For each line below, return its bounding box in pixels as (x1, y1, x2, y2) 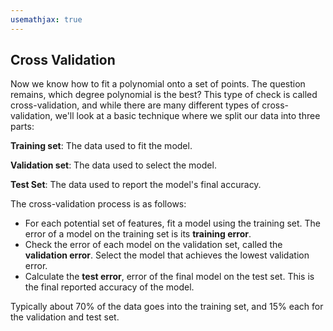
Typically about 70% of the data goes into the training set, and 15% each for (10, 301, 324, 313)
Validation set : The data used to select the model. (10, 159, 217, 171)
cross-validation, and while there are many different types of (10, 99, 260, 111)
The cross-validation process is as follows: (10, 198, 187, 210)
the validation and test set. (10, 311, 120, 323)
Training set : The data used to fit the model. (10, 140, 193, 152)
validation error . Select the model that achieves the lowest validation (24, 249, 310, 261)
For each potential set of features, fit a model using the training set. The (24, 217, 321, 230)
